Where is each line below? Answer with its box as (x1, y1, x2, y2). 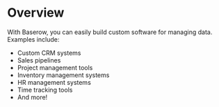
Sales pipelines (17, 56, 61, 64)
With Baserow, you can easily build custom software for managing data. (7, 28, 213, 36)
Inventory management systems (17, 71, 110, 79)
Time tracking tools (17, 85, 73, 94)
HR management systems (17, 78, 92, 86)
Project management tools (17, 63, 93, 72)
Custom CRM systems (17, 49, 81, 57)
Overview (7, 5, 65, 21)
